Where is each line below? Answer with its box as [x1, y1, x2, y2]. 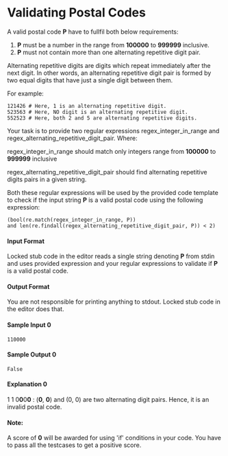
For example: [7, 89, 45, 98]
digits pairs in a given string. [7, 175, 87, 183]
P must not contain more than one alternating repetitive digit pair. [16, 48, 201, 56]
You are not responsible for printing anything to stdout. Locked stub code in [7, 297, 220, 306]
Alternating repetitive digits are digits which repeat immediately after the [7, 61, 211, 69]
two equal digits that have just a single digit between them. [7, 76, 173, 84]
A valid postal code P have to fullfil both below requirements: [7, 27, 179, 36]
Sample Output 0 [7, 350, 57, 358]
